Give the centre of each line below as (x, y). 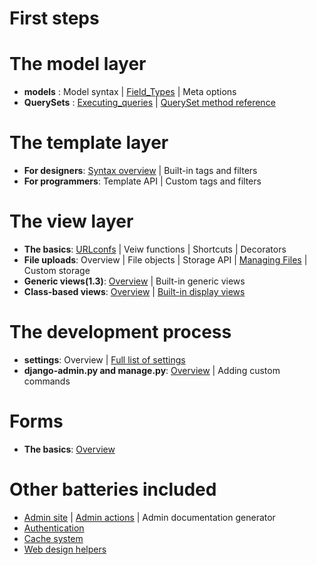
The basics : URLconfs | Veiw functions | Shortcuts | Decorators (155, 249)
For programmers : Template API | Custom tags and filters (142, 181)
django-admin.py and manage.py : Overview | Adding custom (152, 370)
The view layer (71, 221)
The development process (120, 332)
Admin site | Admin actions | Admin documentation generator (149, 517)
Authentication (54, 528)
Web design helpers (65, 549)
